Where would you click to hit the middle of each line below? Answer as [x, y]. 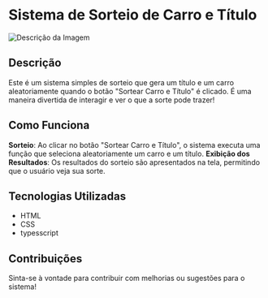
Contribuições [45, 259]
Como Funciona [49, 125]
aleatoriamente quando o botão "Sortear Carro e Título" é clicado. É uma [130, 91]
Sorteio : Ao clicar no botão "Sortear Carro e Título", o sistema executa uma [134, 145]
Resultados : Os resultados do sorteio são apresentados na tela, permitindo [134, 162]
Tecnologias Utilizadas [67, 196]
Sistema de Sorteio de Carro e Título [133, 15]
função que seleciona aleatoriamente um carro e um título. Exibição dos [129, 153]
